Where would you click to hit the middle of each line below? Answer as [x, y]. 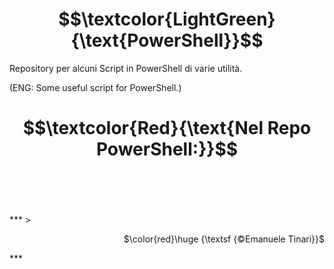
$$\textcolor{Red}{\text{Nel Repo [167, 128]
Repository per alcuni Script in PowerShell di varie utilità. [126, 68]
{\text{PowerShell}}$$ [167, 40]
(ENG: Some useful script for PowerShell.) [95, 87]
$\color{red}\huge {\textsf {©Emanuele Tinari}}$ [224, 239]
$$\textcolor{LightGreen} [167, 19]
